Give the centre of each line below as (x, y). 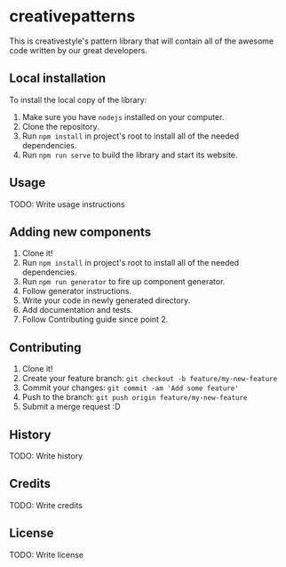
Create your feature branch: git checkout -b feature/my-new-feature (150, 379)
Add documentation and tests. (77, 310)
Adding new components (80, 232)
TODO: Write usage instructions (68, 204)
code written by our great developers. (79, 50)
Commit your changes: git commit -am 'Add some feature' (131, 387)
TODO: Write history (46, 456)
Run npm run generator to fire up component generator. (123, 282)
